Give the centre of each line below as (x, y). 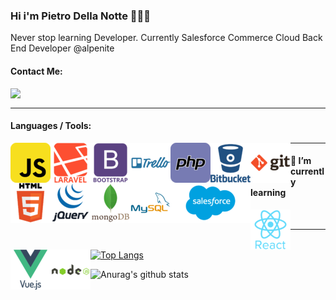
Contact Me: (36, 71)
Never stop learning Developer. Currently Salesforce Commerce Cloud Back (166, 38)
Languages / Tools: (51, 126)
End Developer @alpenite (62, 48)
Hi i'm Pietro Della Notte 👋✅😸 (81, 16)
